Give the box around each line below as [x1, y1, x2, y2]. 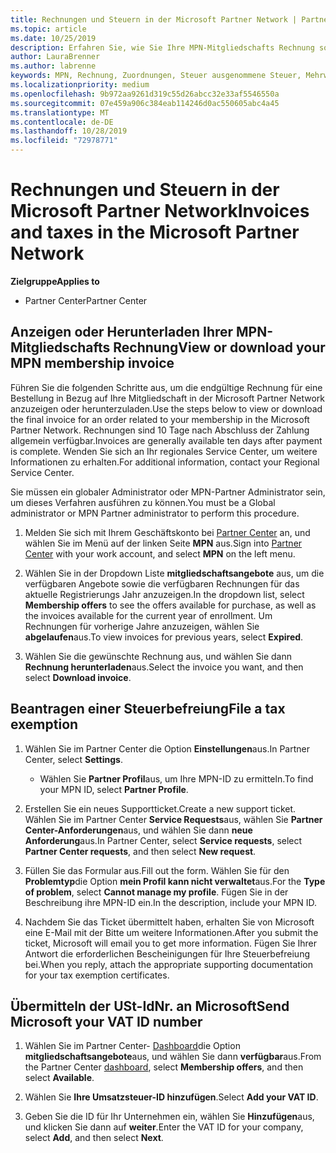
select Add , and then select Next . [24, 1132, 164, 1144]
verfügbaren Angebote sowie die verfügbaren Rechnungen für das [24, 577, 300, 590]
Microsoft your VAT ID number [10, 1013, 203, 1030]
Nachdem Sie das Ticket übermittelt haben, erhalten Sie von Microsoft [24, 916, 315, 928]
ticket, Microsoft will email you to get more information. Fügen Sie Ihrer [24, 937, 317, 949]
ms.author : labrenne [10, 61, 97, 71]
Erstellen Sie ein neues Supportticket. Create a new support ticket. [24, 802, 297, 815]
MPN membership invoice [10, 355, 175, 372]
